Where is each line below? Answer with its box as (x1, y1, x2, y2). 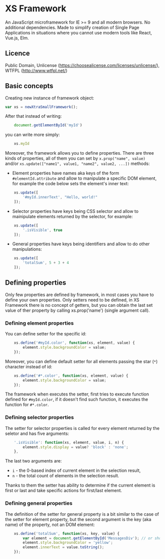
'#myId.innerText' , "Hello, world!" (23, 195, 98, 200)
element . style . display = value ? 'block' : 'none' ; (23, 444, 129, 450)
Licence (5, 49, 30, 58)
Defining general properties (5, 500, 73, 507)
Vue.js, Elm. (5, 35, 29, 41)
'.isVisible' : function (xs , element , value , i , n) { (14, 440, 124, 445)
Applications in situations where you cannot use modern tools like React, (5, 30, 152, 35)
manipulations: (12, 246, 42, 252)
